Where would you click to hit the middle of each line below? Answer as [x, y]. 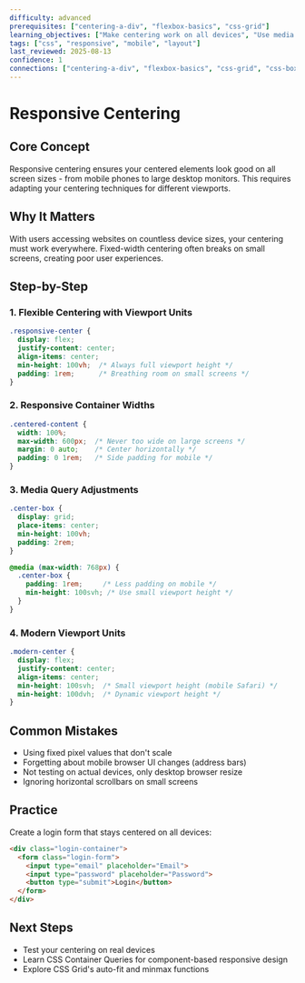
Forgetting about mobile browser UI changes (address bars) [134, 762]
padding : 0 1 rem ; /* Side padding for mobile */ [115, 458]
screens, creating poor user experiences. [86, 258]
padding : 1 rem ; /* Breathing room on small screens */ [133, 374]
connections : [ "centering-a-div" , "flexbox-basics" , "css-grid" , [135, 69]
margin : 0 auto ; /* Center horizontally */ [107, 450]
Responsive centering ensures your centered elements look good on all [143, 168]
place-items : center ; [59, 526]
